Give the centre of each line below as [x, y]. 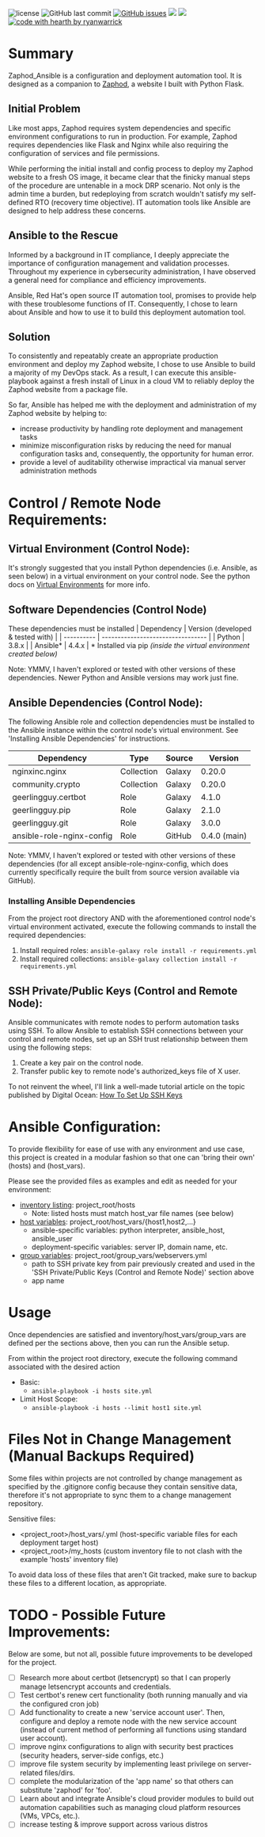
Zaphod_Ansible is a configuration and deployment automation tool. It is [125, 75]
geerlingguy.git [40, 823]
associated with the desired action [64, 1366]
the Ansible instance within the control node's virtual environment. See [123, 730]
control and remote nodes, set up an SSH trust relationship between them [128, 1039]
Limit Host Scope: [49, 1399]
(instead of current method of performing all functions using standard [133, 1730]
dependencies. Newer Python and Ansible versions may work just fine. [123, 678]
